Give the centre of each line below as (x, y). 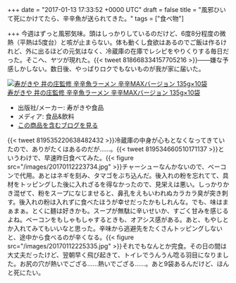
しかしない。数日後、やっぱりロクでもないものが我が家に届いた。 (109, 69)
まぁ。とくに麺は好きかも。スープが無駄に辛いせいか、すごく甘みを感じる (121, 211)
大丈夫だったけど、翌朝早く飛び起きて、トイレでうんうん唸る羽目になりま (115, 255)
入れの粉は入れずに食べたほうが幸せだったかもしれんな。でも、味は (124, 202)
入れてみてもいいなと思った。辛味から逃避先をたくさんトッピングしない (118, 228)
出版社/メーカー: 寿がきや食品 (61, 108)
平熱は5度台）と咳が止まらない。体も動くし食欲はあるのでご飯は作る (120, 42)
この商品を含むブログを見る (58, 125)
